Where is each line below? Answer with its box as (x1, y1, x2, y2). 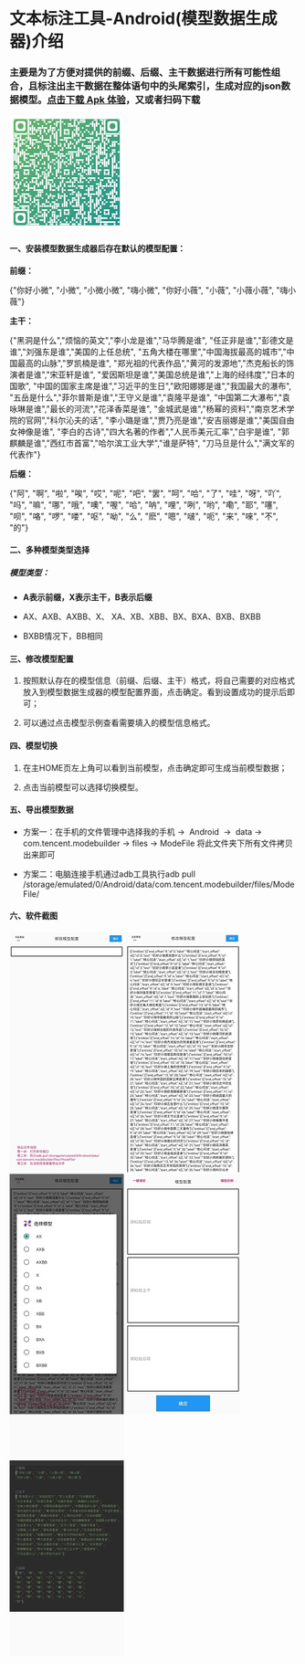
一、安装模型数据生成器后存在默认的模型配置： (9, 243, 185, 254)
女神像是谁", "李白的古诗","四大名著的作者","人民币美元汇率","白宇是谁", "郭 (9, 426, 290, 437)
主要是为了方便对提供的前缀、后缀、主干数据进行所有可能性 (9, 66, 272, 79)
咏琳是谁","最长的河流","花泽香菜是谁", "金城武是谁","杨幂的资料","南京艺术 (9, 403, 287, 414)
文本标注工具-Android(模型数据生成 (9, 8, 278, 29)
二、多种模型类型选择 (9, 544, 89, 555)
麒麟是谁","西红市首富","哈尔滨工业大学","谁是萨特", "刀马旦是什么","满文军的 (9, 437, 295, 448)
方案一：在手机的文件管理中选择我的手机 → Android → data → (22, 826, 263, 837)
